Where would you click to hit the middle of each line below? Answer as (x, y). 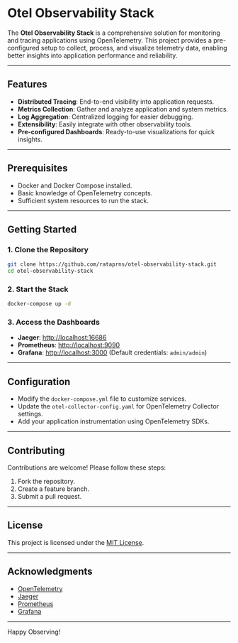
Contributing (36, 450)
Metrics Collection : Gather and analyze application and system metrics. (123, 109)
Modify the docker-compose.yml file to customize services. (102, 399)
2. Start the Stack (38, 289)
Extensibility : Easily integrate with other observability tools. (105, 124)
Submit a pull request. (50, 497)
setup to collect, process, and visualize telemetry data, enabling (134, 48)
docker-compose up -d (39, 304)
